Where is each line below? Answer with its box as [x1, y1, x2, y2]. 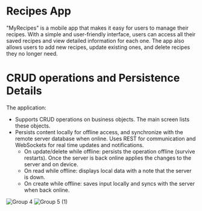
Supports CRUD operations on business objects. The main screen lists [14, 115, 190, 123]
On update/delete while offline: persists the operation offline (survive [24, 148, 195, 155]
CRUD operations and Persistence [6, 71, 180, 85]
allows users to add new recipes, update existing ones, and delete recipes [6, 44, 191, 51]
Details [6, 84, 42, 98]
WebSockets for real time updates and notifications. [14, 141, 144, 149]
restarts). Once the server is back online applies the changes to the [24, 154, 192, 161]
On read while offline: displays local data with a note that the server [24, 167, 192, 174]
